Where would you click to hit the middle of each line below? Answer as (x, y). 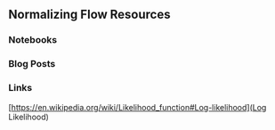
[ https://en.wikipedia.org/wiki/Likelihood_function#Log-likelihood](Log (137, 107)
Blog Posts (32, 64)
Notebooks (33, 40)
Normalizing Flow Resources (89, 15)
